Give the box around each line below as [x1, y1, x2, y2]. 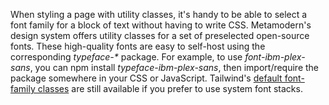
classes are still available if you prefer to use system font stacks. [37, 83, 303, 94]
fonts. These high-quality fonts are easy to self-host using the [10, 40, 266, 52]
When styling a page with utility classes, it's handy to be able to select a [10, 9, 308, 20]
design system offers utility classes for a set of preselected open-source [10, 30, 310, 41]
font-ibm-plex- [244, 51, 306, 63]
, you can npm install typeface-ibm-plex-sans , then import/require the [29, 62, 320, 73]
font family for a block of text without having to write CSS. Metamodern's [10, 19, 312, 31]
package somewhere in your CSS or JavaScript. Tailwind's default [10, 72, 283, 84]
